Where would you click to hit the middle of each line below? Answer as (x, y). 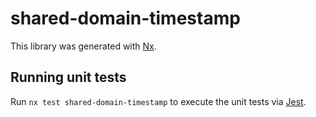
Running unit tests (68, 77)
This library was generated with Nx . (83, 46)
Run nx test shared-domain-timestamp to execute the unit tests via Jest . (158, 101)
